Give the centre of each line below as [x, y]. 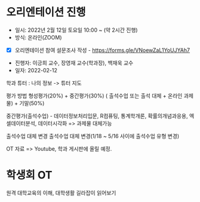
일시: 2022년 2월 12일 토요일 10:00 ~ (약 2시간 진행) [76, 30]
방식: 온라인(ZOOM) [38, 37]
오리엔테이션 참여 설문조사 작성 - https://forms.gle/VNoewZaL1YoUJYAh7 [102, 50]
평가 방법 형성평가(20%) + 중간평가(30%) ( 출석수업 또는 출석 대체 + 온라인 [94, 96]
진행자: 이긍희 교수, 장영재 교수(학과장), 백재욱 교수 [74, 63]
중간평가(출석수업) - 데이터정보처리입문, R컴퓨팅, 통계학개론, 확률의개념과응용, [97, 116]
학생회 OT [29, 175]
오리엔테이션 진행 [46, 12]
